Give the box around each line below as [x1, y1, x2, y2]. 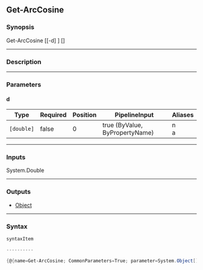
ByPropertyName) [102, 128, 154, 137]
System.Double [6, 166, 45, 174]
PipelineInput [114, 111, 154, 119]
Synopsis [6, 23, 34, 31]
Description [6, 58, 42, 66]
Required [40, 111, 67, 119]
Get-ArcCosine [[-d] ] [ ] [6, 36, 65, 44]
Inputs [6, 153, 26, 162]
